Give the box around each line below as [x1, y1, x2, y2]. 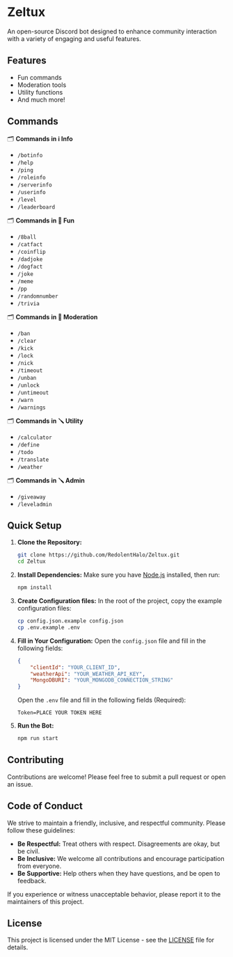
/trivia [17, 300, 40, 307]
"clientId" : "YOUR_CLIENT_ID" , [30, 664, 121, 671]
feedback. [17, 876, 47, 885]
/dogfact [17, 263, 43, 270]
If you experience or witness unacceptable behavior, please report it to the [7, 890, 221, 898]
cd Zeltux [17, 558, 47, 565]
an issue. [7, 780, 33, 788]
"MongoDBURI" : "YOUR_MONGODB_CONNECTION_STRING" [30, 677, 174, 684]
